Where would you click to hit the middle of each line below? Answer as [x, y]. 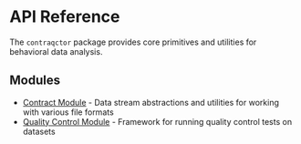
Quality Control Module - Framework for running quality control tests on [157, 121]
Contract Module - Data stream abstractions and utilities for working [151, 102]
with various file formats [68, 112]
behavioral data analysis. [56, 51]
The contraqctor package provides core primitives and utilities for [133, 42]
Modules [35, 81]
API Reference [65, 17]
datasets [39, 131]
